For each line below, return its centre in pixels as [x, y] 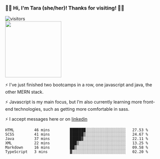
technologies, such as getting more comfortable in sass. [72, 109]
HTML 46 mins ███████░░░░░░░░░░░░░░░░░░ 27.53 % [77, 130]
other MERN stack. [24, 92]
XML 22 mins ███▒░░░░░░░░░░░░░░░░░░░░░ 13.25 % [77, 143]
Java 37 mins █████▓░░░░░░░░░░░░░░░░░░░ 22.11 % [77, 139]
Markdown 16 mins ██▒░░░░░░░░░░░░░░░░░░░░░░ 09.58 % [77, 148]
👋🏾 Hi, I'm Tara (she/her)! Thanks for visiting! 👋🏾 [65, 8]
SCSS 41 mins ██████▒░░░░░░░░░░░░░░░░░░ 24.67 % [77, 135]
